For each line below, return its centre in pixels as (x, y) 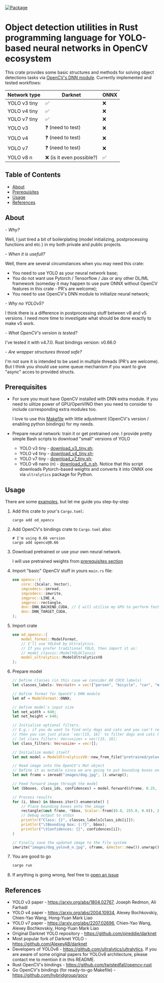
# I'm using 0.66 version (38, 538)
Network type (24, 95)
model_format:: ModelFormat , (50, 639)
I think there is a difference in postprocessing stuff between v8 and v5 (76, 313)
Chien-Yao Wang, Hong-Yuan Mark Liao (52, 918)
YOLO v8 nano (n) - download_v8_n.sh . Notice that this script (81, 464)
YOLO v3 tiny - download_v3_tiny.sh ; (57, 448)
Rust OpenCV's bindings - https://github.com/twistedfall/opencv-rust (82, 965)
